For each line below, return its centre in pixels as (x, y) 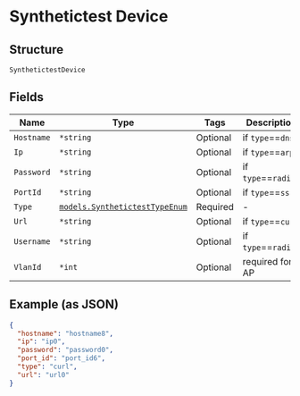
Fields (27, 97)
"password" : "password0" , (66, 350)
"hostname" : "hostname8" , (66, 333)
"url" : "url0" (43, 375)
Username (32, 241)
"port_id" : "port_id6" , (61, 358)
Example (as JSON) (64, 304)
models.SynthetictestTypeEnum (123, 206)
